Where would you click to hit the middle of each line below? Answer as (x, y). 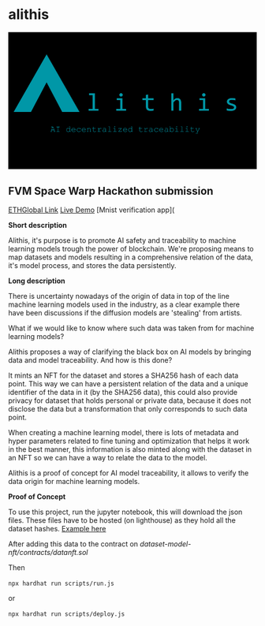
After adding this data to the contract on (73, 544)
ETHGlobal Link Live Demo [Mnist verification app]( (91, 210)
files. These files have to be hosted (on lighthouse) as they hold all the (122, 520)
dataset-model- (166, 544)
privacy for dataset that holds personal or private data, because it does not (130, 401)
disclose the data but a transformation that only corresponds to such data (128, 409)
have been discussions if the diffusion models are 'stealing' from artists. (125, 313)
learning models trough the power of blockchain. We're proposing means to (131, 249)
